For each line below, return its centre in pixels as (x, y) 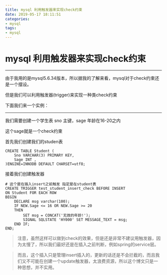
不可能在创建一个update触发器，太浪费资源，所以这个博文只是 (90, 261)
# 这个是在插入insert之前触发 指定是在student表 (51, 184)
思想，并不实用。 (39, 267)
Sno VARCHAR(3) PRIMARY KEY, (44, 155)
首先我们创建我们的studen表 (34, 141)
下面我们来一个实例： (27, 105)
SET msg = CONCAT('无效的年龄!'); (57, 215)
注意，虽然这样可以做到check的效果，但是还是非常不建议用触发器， (87, 238)
